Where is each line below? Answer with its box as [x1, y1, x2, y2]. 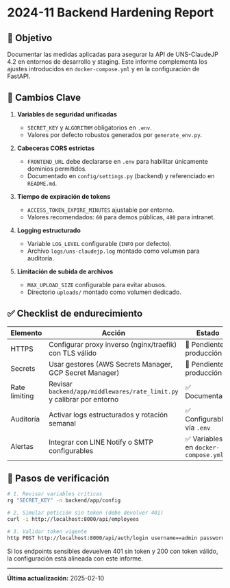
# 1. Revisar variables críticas [7, 491, 103, 498]
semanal [49, 418, 77, 428]
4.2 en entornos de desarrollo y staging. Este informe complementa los [7, 58, 207, 66]
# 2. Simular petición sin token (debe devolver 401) [7, 509, 164, 517]
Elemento [10, 328, 42, 337]
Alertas [10, 441, 34, 451]
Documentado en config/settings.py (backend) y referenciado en [27, 171, 215, 180]
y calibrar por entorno [49, 394, 119, 404]
